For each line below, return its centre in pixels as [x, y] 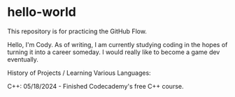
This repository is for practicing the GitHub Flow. [77, 31]
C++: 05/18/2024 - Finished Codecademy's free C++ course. [95, 86]
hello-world [42, 12]
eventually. [23, 59]
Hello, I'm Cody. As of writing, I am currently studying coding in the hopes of [117, 44]
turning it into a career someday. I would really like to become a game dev [114, 52]
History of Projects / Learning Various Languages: [79, 73]
